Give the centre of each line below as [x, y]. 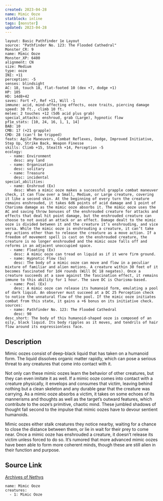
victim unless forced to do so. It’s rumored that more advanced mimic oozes [81, 440]
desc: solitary [29, 169]
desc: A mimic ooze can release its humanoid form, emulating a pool [86, 289]
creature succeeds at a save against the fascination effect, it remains [82, 276]
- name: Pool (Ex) [28, 284]
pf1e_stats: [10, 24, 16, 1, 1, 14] [42, 122]
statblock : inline [24, 19]
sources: [14, 306]
